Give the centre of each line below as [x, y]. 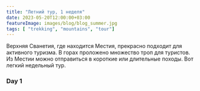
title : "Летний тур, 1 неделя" [46, 12]
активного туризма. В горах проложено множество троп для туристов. [98, 53]
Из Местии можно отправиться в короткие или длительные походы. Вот [100, 59]
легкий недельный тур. [36, 66]
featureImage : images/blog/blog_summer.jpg [62, 23]
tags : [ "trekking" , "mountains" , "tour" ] [60, 29]
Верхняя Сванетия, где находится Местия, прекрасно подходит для [94, 46]
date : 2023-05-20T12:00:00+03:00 [48, 18]
